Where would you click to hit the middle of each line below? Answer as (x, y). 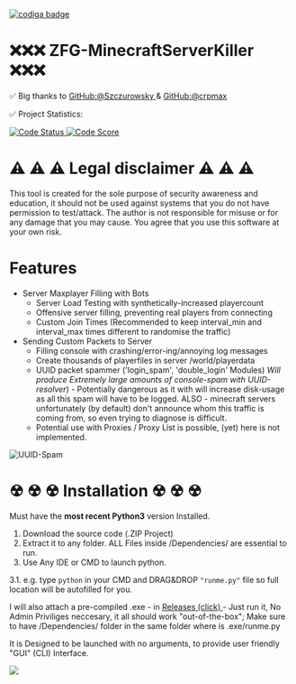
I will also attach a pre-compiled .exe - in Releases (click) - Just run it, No (145, 606)
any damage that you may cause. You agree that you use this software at (144, 222)
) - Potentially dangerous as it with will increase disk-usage (175, 389)
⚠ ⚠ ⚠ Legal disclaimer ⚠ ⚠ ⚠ (132, 168)
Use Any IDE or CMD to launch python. (94, 562)
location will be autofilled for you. (71, 589)
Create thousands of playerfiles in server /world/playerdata (145, 360)
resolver (51, 389)
